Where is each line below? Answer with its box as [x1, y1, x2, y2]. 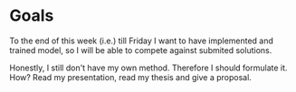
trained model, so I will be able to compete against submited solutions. [9, 44, 272, 55]
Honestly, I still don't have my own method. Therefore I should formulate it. [9, 62, 288, 73]
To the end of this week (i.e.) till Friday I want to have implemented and [9, 35, 274, 46]
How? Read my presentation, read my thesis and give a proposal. [9, 71, 252, 82]
